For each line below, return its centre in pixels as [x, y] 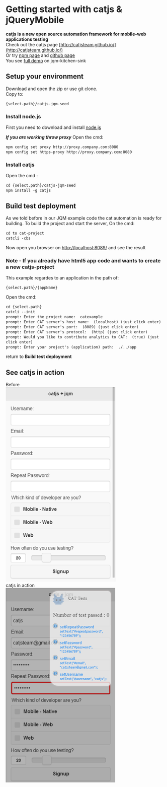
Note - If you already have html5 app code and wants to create [83, 261]
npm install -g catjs [28, 191]
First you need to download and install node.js [53, 127]
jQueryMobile [35, 20]
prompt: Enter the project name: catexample [54, 317]
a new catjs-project [30, 267]
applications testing [27, 39]
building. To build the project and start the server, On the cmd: [70, 224]
